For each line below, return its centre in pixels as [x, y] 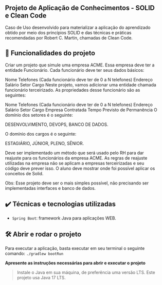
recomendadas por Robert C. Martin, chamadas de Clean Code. [69, 38]
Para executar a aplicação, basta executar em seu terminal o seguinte [75, 248]
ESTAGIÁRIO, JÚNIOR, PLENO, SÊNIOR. [45, 143]
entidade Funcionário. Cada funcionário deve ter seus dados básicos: [75, 70]
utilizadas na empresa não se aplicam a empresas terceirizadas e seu [75, 163]
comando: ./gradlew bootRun [34, 254]
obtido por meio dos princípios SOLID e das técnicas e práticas [68, 32]
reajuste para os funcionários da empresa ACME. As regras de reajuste [76, 158]
